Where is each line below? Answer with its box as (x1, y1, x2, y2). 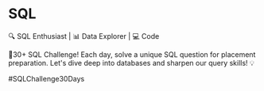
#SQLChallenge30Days (8, 74, 85, 83)
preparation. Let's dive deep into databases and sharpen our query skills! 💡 (8, 58, 255, 67)
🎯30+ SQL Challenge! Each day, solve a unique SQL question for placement (8, 49, 256, 59)
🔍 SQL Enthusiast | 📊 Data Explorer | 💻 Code (8, 31, 160, 40)
